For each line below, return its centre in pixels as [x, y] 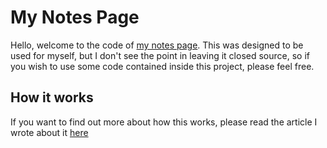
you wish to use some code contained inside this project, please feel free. [162, 66]
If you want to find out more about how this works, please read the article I [164, 122]
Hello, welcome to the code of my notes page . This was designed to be [157, 45]
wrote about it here [49, 132]
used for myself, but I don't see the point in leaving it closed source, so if [160, 55]
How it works [52, 97]
